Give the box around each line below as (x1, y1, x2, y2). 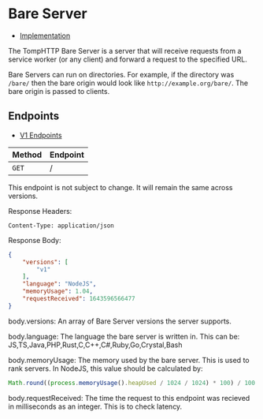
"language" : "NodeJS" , (22, 280, 97, 288)
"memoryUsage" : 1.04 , (22, 287, 93, 296)
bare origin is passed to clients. (8, 86, 110, 95)
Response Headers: (8, 206, 72, 215)
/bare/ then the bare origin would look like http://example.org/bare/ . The (8, 78, 249, 88)
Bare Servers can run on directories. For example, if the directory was (8, 69, 235, 79)
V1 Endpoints (19, 130, 62, 140)
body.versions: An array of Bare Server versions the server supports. (8, 316, 232, 326)
